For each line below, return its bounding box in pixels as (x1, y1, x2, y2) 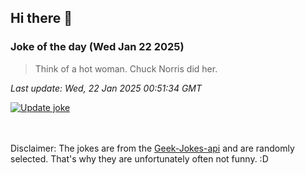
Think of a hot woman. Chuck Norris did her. (34, 62, 218, 75)
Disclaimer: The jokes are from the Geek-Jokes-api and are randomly (10, 142, 295, 154)
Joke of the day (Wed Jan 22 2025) (10, 40, 185, 54)
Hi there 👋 (10, 10, 73, 27)
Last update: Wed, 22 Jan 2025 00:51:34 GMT (10, 82, 203, 94)
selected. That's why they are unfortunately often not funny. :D (10, 152, 269, 165)
